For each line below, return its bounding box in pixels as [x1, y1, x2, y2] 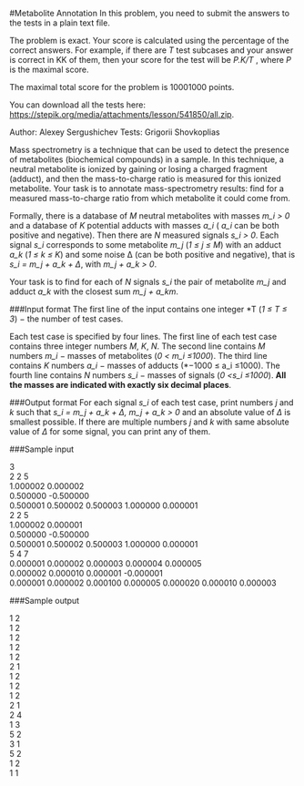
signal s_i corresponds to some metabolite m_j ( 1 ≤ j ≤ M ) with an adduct [9, 240, 282, 250]
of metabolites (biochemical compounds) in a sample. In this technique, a [9, 154, 285, 165]
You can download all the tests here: [9, 99, 146, 110]
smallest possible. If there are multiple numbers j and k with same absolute [9, 416, 289, 427]
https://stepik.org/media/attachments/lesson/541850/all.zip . [9, 109, 235, 119]
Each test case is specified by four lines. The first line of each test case [9, 332, 278, 342]
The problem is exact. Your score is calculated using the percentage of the [9, 36, 289, 46]
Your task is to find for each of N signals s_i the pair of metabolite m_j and [9, 277, 287, 287]
